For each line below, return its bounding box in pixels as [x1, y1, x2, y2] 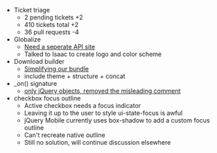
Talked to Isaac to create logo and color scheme [24, 50, 162, 58]
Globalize [13, 35, 42, 44]
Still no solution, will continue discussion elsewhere [24, 138, 171, 146]
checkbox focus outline [13, 94, 81, 102]
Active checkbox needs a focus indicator [24, 102, 141, 109]
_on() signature [13, 80, 58, 87]
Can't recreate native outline [24, 131, 105, 139]
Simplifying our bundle [24, 65, 89, 73]
